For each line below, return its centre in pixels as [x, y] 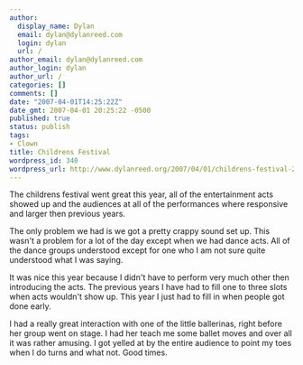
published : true [40, 118]
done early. [30, 306]
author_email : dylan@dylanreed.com [76, 60]
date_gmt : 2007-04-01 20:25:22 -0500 [80, 110]
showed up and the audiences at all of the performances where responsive [149, 204]
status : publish [40, 127]
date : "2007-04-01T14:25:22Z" [66, 102]
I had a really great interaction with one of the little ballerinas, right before [146, 324]
